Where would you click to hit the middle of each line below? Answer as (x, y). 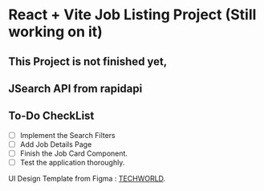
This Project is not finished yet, (88, 61)
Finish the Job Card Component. (74, 153)
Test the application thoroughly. (72, 162)
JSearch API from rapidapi (75, 89)
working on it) (55, 32)
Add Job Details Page (56, 144)
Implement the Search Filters (68, 135)
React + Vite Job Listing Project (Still (132, 15)
